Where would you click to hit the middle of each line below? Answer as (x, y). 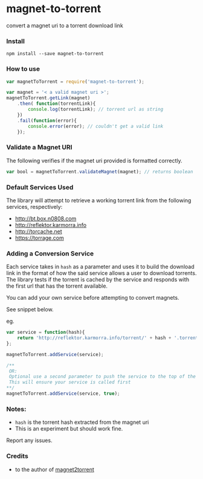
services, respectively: (34, 206)
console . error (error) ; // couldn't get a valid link (96, 126)
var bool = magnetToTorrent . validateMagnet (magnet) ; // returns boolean (100, 171)
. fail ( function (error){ (47, 121)
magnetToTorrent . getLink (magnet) (48, 98)
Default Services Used (40, 187)
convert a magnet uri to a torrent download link (65, 25)
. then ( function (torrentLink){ (56, 104)
